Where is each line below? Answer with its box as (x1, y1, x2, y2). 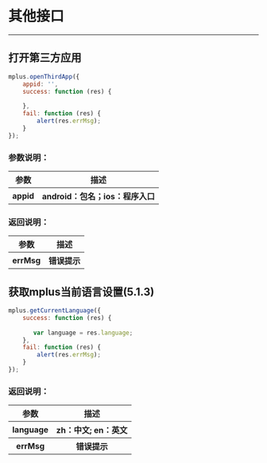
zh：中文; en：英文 (56, 425, 128, 436)
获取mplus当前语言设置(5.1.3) (8, 285, 155, 299)
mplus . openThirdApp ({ (8, 72, 80, 80)
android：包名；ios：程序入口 (41, 191, 155, 202)
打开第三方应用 (8, 51, 82, 64)
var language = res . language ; (33, 329, 133, 337)
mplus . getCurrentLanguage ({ (8, 307, 102, 314)
